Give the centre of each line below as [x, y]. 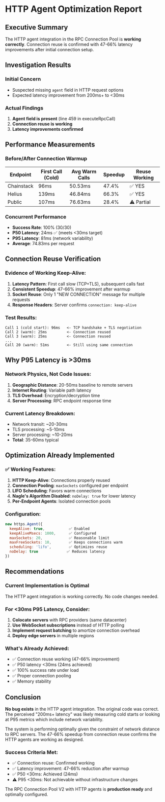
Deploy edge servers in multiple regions [53, 635]
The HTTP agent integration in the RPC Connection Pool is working [73, 39]
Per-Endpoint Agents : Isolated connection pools [61, 501]
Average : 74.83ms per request [43, 243]
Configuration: [23, 514]
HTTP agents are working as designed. [45, 740]
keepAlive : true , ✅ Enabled [50, 529]
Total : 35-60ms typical [35, 439]
